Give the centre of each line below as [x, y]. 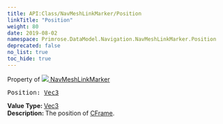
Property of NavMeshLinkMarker [59, 79]
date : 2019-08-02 [32, 33]
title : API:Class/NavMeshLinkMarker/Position [74, 14]
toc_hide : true [29, 59]
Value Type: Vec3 [33, 105]
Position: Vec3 [33, 92]
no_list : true [28, 53]
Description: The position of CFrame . [61, 113]
